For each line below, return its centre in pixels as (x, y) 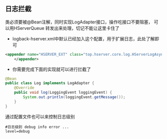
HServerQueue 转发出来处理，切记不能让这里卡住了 (67, 28)
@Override (24, 88)
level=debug (17, 131)
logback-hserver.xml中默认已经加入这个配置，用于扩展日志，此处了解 (83, 38)
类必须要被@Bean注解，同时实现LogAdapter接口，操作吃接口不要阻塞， (79, 22)
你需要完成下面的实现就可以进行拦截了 (51, 69)
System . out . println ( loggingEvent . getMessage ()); (74, 97)
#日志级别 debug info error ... (37, 127)
